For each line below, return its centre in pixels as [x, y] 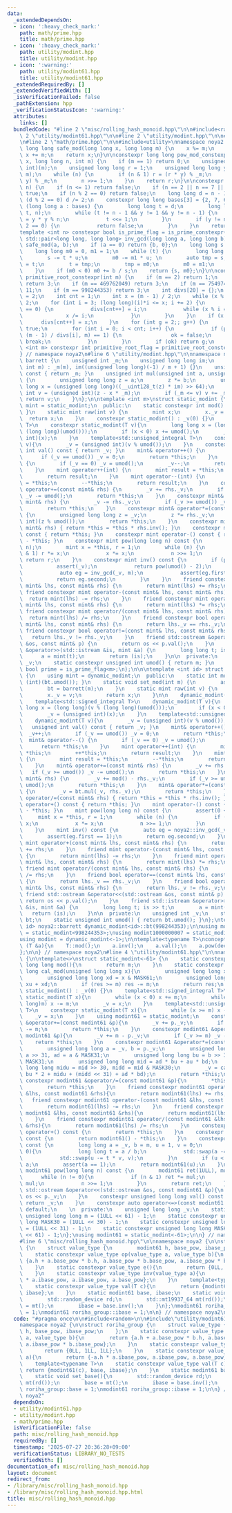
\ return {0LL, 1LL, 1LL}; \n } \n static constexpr [113, 1350]
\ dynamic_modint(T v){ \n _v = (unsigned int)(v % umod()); [123, 721]
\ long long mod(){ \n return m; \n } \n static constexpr [122, 965]
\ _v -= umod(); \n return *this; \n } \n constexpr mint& [122, 496]
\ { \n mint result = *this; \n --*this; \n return [123, 759]
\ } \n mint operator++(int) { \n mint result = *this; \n [122, 470]
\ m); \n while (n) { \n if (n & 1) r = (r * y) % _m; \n [116, 174]
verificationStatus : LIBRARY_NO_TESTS [69, 1454]
